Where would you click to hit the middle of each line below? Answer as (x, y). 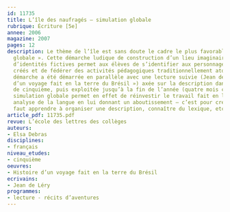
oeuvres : (20, 166)
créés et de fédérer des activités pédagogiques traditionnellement (113, 70)
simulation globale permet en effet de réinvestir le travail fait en (116, 96)
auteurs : (20, 128)
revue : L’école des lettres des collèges (67, 121)
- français (23, 147)
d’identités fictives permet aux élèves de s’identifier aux (102, 64)
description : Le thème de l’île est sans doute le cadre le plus (102, 52)
